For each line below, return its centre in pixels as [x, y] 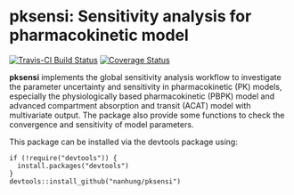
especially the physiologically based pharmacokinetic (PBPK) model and [142, 96]
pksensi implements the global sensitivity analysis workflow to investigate [146, 77]
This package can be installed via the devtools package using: [123, 142]
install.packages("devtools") [73, 166]
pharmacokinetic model [99, 35]
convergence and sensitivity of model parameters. [102, 124]
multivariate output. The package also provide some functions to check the [147, 115]
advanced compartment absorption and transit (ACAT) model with [130, 105]
